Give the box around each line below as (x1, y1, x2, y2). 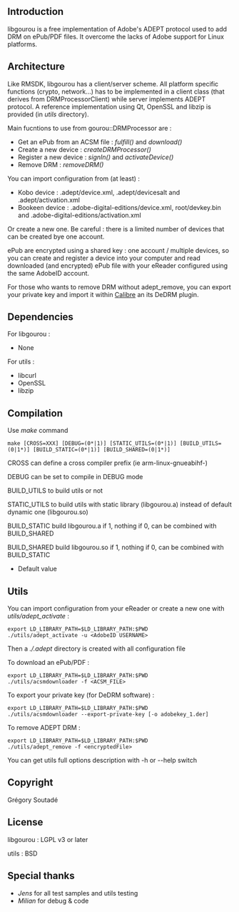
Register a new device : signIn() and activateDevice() (17, 153, 174, 161)
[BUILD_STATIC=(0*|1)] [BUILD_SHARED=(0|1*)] (33, 446, 171, 454)
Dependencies (7, 311, 73, 324)
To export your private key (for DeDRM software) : (7, 691, 155, 699)
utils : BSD (7, 849, 38, 858)
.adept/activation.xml (17, 196, 81, 204)
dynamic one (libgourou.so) (7, 508, 89, 516)
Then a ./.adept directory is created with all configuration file (7, 644, 185, 653)
